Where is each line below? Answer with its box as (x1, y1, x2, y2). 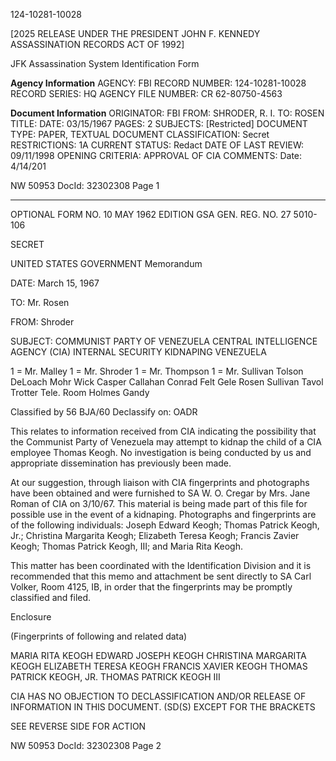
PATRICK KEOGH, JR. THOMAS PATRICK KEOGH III (10, 671, 221, 683)
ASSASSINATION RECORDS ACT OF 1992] (10, 39, 185, 50)
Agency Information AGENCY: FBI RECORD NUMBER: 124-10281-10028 (10, 77, 307, 89)
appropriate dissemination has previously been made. (10, 457, 232, 469)
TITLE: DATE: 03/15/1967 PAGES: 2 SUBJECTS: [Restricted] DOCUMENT (10, 118, 308, 129)
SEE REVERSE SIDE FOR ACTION (10, 720, 147, 732)
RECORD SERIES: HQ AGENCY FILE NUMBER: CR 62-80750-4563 (10, 88, 283, 99)
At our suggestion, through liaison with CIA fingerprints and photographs (10, 477, 310, 488)
